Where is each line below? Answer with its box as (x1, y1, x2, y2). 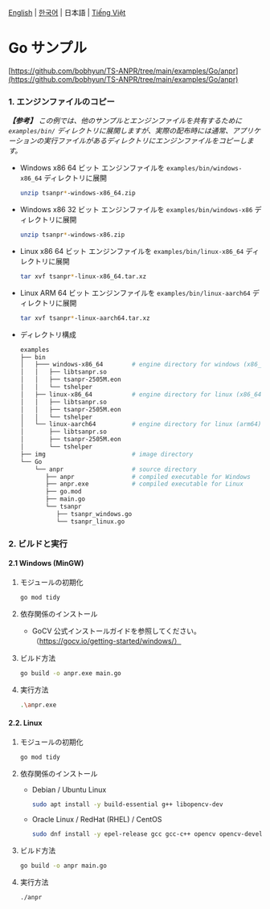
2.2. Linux (8, 719, 43, 728)
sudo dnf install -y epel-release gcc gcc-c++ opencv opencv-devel (31, 830, 263, 838)
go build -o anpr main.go (19, 862, 107, 870)
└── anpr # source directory (35, 465, 197, 473)
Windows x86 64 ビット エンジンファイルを (19, 163, 165, 173)
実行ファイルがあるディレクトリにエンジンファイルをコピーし (43, 136, 247, 145)
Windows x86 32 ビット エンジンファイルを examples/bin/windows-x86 (19, 205, 253, 215)
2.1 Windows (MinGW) (8, 559, 84, 568)
